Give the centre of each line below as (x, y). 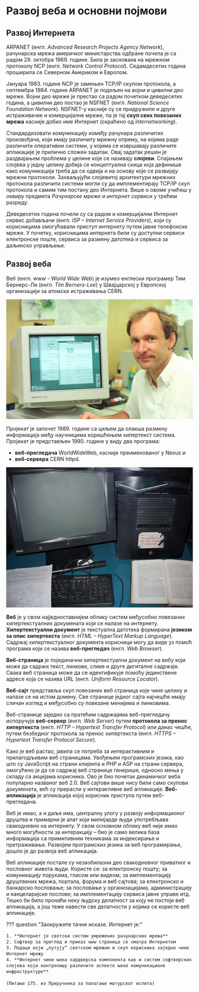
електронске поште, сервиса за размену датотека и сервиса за (87, 239)
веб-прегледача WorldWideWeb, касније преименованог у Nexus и (100, 453)
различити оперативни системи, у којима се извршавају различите (92, 146)
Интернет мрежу (25, 954)
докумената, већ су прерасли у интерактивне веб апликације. (85, 789)
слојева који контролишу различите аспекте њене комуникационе (86, 966)
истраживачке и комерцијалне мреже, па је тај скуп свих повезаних (94, 115)
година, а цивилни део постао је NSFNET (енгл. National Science (88, 103)
